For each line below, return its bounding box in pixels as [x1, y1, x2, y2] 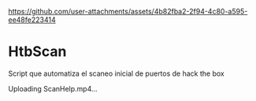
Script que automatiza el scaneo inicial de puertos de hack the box [8, 69, 224, 78]
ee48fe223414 [8, 15, 57, 24]
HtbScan [8, 43, 67, 61]
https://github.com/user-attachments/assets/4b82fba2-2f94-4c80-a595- [8, 7, 248, 16]
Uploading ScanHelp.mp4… [8, 84, 98, 93]
